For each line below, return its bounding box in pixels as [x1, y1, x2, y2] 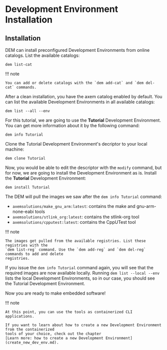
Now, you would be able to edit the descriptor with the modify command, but [5, 165, 162, 171]
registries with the [5, 243, 48, 248]
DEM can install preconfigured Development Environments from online [5, 47, 150, 53]
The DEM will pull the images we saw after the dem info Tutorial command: [5, 193, 162, 199]
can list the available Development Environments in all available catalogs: [5, 99, 155, 105]
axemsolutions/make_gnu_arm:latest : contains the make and [12, 203, 136, 209]
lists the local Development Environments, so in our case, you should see [5, 275, 156, 281]
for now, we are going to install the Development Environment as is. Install [5, 170, 157, 175]
